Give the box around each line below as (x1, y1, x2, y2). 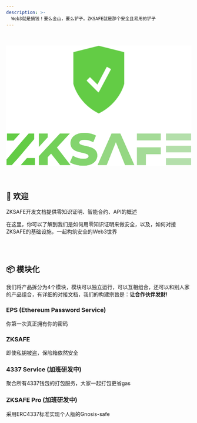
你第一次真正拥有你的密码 (6, 320, 68, 327)
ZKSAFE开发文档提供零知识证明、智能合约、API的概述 (6, 208, 137, 215)
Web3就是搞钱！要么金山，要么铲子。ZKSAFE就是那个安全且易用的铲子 (11, 15, 156, 22)
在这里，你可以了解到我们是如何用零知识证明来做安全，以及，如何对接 (6, 220, 176, 227)
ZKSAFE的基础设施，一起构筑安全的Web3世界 (6, 228, 118, 235)
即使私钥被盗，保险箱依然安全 (6, 349, 78, 356)
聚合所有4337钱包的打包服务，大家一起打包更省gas (6, 380, 131, 387)
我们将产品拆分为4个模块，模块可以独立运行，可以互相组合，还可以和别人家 (6, 284, 190, 291)
